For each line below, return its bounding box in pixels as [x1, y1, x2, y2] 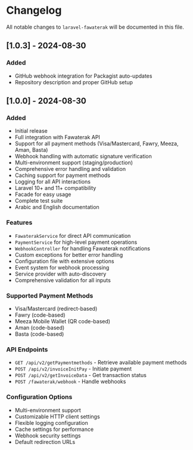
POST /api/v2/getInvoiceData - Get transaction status [14, 372, 147, 379]
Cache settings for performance [14, 425, 94, 433]
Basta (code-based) [14, 330, 64, 338]
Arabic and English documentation [14, 204, 99, 211]
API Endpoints [6, 345, 48, 353]
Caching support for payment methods [14, 172, 111, 179]
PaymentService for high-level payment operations [14, 238, 138, 246]
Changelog [6, 4, 62, 17]
